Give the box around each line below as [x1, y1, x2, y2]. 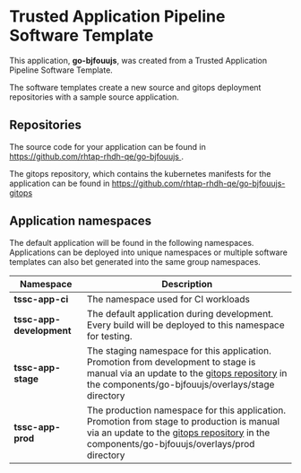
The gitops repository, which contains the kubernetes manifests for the [9, 168, 271, 179]
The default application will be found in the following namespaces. [9, 237, 254, 248]
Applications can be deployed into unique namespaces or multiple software [9, 247, 288, 258]
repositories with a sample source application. [9, 92, 179, 102]
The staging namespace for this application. [86, 344, 271, 356]
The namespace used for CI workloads [86, 293, 251, 305]
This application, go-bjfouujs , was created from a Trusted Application [9, 55, 268, 66]
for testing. [86, 329, 133, 342]
